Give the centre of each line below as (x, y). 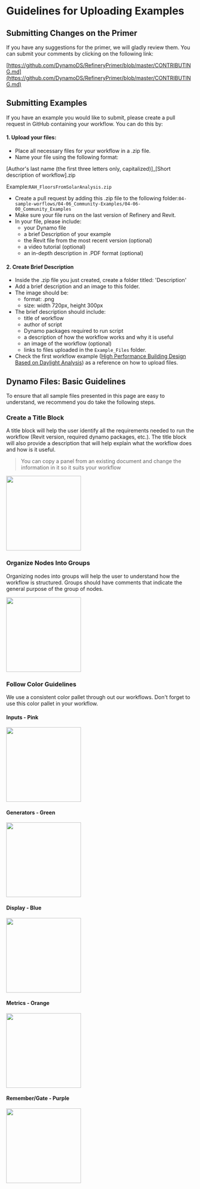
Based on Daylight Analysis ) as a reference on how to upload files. (96, 363)
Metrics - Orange (28, 1003)
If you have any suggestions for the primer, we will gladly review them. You (98, 47)
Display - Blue (24, 908)
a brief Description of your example (67, 234)
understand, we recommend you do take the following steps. (81, 402)
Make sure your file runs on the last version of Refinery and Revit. (95, 215)
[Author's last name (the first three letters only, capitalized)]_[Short (89, 169)
